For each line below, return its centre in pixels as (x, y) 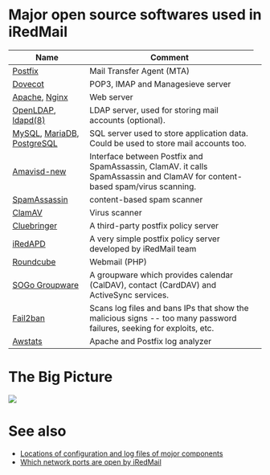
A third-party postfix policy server (154, 225)
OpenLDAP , (34, 110)
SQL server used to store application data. (169, 133)
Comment (169, 57)
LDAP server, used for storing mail (154, 110)
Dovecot (28, 84)
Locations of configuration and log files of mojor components (121, 453)
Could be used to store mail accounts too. (168, 143)
